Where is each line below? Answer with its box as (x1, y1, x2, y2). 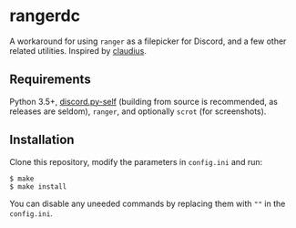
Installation (9, 132, 75, 148)
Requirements (9, 72, 91, 88)
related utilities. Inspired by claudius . (9, 45, 148, 56)
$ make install (9, 181, 67, 192)
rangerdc (9, 5, 80, 26)
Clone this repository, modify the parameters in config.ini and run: (9, 156, 262, 167)
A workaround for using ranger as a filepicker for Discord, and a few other (9, 36, 287, 47)
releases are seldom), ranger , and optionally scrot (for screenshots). (9, 106, 267, 117)
